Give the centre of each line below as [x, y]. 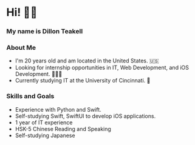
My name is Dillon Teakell [45, 32]
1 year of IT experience [44, 122]
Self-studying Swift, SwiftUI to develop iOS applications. [85, 116]
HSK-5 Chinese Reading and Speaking [63, 129]
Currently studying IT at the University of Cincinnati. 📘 [83, 81]
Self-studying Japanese [45, 135]
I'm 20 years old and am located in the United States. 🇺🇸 [87, 61]
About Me [21, 48]
